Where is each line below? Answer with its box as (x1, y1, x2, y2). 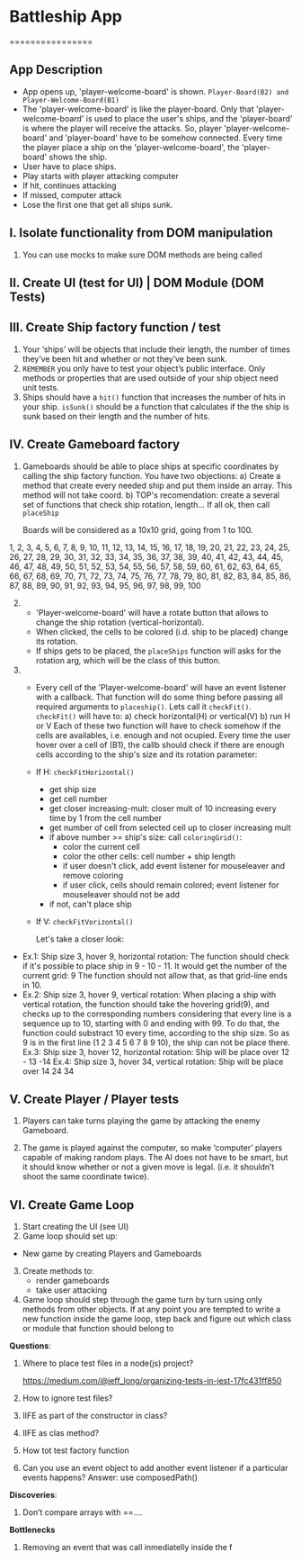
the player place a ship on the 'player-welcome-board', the (22, 141, 240, 152)
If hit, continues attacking (22, 180, 117, 191)
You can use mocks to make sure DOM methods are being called (22, 249, 263, 260)
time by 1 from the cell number (49, 812, 162, 823)
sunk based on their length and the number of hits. (22, 411, 210, 421)
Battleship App (9, 6, 123, 27)
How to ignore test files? (22, 1393, 113, 1403)
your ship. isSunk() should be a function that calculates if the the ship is (22, 401, 289, 411)
